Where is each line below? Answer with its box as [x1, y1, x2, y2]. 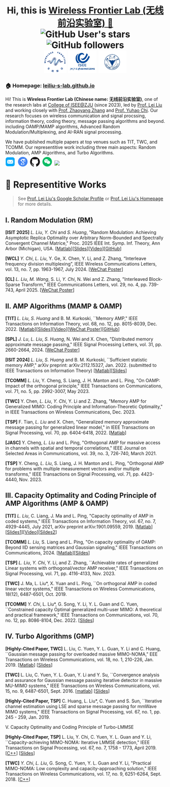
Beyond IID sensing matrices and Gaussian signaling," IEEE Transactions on [5, 544, 163, 550]
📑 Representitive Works [5, 179, 107, 190]
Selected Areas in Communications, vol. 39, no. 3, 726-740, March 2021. [5, 451, 157, 457]
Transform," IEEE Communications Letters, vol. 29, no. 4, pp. [21, 281, 148, 288]
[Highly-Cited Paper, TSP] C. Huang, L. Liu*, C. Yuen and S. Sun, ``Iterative [5, 698, 162, 704]
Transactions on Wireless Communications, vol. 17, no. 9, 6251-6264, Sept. [5, 771, 161, 777]
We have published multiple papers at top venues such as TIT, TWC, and [5, 139, 158, 145]
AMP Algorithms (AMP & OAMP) [5, 499, 109, 508]
